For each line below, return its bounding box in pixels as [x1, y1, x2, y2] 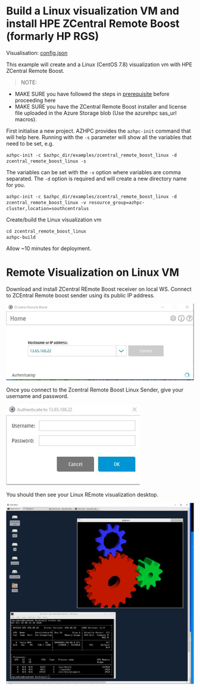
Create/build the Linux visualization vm [6, 216, 102, 223]
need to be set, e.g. [6, 140, 54, 147]
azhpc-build [6, 234, 36, 240]
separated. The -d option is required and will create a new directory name [6, 175, 187, 182]
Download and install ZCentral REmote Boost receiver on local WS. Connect [6, 285, 192, 292]
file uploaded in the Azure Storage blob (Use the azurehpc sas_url [14, 109, 177, 116]
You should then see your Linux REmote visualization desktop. [6, 491, 159, 498]
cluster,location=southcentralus [6, 205, 89, 211]
